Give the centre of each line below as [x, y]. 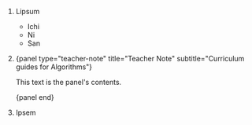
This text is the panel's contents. [69, 82]
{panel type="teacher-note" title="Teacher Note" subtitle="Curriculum [130, 59]
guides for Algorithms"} [54, 67]
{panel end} [35, 97]
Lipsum [28, 11]
